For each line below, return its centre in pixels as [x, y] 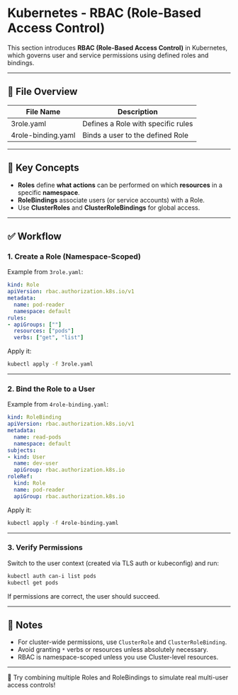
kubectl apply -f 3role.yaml [50, 364]
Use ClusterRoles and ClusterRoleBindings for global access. [109, 208]
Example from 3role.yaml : [45, 272]
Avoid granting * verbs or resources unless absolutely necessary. [113, 650]
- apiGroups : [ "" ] [34, 324]
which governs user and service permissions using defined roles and [108, 55]
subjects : [22, 450]
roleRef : [20, 477]
